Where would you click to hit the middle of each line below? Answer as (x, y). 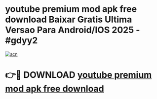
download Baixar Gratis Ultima (69, 19)
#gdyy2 (21, 41)
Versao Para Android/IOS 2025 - (73, 30)
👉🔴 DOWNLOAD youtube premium (78, 75)
